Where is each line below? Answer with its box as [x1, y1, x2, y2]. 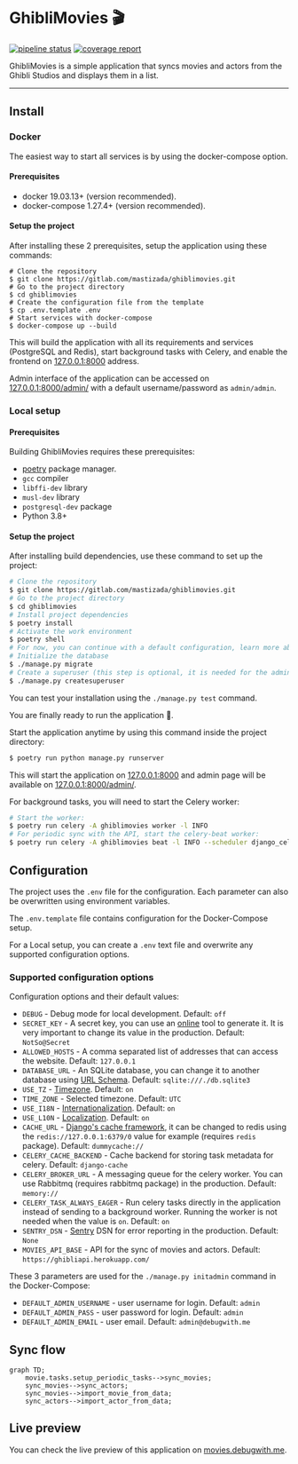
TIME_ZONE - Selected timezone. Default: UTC [21, 1094, 182, 1104]
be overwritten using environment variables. [9, 895, 170, 906]
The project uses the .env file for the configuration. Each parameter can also [9, 886, 289, 897]
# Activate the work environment [9, 627, 133, 636]
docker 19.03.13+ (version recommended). [21, 191, 177, 202]
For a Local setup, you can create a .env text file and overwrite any [9, 939, 254, 950]
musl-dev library [21, 492, 80, 503]
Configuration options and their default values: [9, 992, 180, 1002]
